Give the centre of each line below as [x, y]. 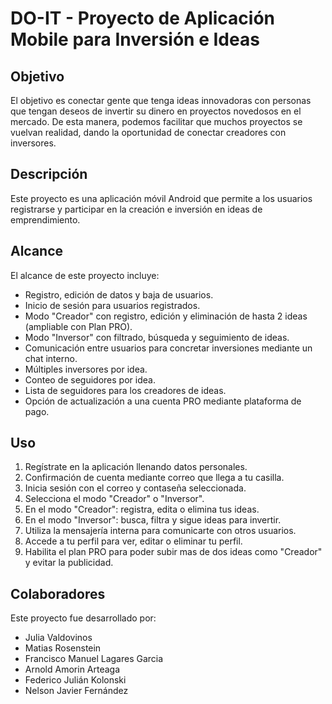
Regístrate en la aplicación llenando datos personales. [136, 467]
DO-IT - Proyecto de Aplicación [142, 18]
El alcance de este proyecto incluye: [85, 275]
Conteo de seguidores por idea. [90, 379]
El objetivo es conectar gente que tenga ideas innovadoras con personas [161, 100]
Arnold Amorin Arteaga [72, 669]
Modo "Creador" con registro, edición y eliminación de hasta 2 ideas [166, 316]
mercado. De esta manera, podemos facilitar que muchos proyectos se [156, 121]
